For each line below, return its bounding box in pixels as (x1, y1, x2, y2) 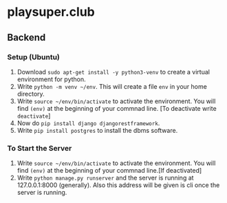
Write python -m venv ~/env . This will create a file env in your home (17, 82, 208, 90)
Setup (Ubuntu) (7, 52, 60, 62)
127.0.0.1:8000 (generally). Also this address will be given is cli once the (17, 181, 220, 189)
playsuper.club (7, 4, 95, 20)
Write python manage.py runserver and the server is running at (17, 173, 194, 182)
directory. (17, 89, 45, 98)
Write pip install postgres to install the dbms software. (17, 126, 178, 134)
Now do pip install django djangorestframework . (17, 118, 160, 127)
